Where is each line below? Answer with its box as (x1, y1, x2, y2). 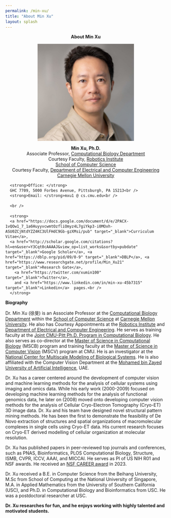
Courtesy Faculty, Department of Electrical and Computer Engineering (12, 167, 160, 173)
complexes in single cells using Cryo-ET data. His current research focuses (5, 423, 164, 430)
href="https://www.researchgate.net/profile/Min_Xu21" (5, 259, 125, 265)
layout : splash (5, 19, 38, 24)
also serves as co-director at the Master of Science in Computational (5, 337, 151, 343)
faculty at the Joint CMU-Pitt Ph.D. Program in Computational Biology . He (5, 332, 160, 338)
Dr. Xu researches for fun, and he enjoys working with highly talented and (5, 502, 165, 508)
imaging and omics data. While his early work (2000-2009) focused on (5, 385, 155, 391)
